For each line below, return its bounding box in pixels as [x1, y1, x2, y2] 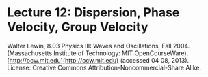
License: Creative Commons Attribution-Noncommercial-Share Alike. [7, 63, 202, 72]
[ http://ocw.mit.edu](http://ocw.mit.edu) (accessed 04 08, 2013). [7, 56, 190, 64]
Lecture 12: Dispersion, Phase [7, 5, 180, 20]
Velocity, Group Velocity [7, 19, 148, 35]
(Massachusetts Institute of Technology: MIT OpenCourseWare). [7, 49, 189, 57]
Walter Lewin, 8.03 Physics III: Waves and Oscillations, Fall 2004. [7, 42, 190, 50]
